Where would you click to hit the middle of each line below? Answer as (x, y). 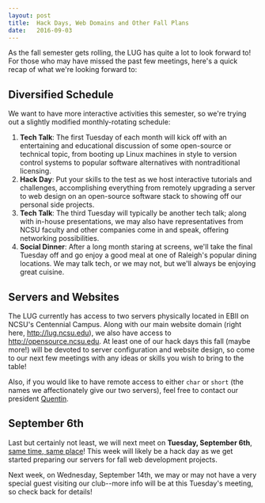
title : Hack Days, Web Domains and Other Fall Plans (99, 23)
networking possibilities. (59, 238)
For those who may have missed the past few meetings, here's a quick (123, 61)
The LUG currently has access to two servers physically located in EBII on (129, 316)
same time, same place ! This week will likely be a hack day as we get (121, 451)
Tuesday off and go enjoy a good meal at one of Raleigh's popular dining (138, 255)
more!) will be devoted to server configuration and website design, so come (132, 350)
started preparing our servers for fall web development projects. (113, 459)
